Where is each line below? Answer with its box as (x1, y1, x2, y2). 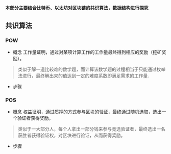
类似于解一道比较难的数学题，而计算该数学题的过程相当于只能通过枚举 (17, 66, 166, 72)
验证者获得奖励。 (17, 115, 54, 121)
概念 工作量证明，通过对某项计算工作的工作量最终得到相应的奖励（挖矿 (12, 49, 162, 55)
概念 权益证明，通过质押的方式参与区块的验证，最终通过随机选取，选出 (12, 109, 162, 115)
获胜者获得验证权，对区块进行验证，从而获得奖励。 (17, 132, 126, 139)
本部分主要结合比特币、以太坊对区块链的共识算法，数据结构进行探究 (5, 5, 149, 11)
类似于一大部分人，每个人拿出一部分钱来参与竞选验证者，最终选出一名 (17, 126, 166, 132)
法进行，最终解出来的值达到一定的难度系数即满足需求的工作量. (17, 72, 149, 79)
